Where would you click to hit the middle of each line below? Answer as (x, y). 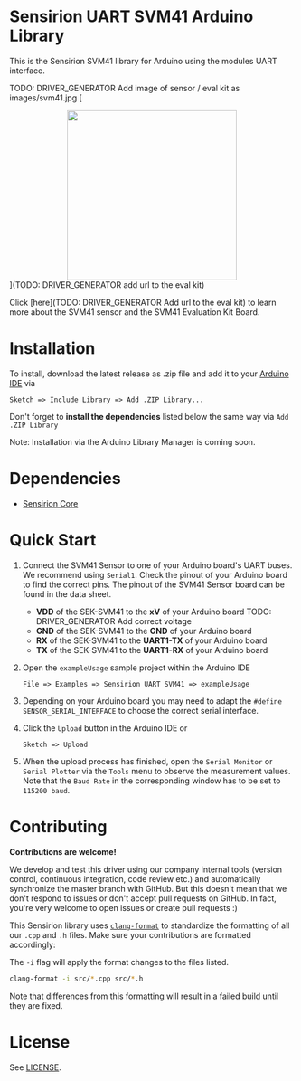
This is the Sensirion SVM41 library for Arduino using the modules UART (143, 61)
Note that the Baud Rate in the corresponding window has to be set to (151, 781)
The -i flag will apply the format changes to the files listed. (119, 962)
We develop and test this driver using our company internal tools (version (146, 869)
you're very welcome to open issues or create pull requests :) (123, 907)
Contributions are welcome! (63, 851)
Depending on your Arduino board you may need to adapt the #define (152, 701)
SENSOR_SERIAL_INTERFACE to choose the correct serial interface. (141, 710)
